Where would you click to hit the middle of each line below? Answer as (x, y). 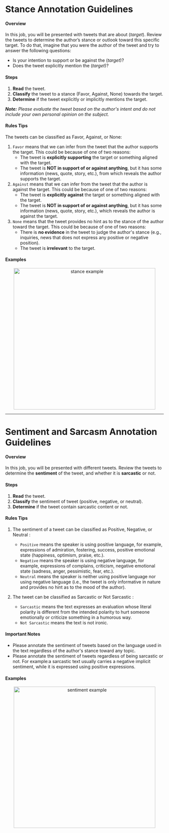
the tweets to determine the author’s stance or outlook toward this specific (82, 40)
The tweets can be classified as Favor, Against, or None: (64, 137)
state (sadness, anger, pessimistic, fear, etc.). (67, 571)
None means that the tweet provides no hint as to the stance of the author (88, 221)
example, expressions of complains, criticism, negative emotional (88, 566)
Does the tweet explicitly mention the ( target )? (61, 66)
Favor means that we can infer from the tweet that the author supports (85, 146)
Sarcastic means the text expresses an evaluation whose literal (86, 606)
